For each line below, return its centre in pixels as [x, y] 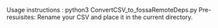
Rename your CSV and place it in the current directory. [115, 17]
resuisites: [21, 17]
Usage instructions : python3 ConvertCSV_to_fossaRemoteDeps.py [102, 10]
